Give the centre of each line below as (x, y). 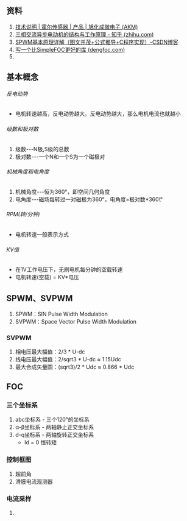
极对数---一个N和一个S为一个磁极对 (60, 157)
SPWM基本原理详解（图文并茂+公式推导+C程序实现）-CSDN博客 (97, 42)
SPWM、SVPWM (40, 298)
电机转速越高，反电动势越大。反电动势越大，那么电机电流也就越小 (98, 114)
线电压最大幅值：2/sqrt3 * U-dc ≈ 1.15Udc (68, 360)
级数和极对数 (22, 129)
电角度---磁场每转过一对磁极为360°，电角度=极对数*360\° (89, 199)
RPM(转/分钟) (23, 214)
